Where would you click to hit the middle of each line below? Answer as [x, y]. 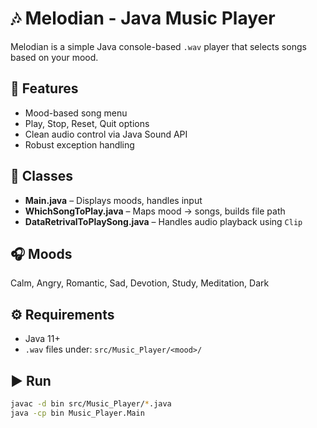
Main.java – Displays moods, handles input [113, 200]
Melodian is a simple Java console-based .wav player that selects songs [158, 46]
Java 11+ [42, 339]
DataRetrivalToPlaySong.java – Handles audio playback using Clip [163, 221]
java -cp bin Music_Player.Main [77, 413]
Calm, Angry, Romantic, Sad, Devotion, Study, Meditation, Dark [140, 283]
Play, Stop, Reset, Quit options [87, 123]
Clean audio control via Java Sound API [106, 134]
